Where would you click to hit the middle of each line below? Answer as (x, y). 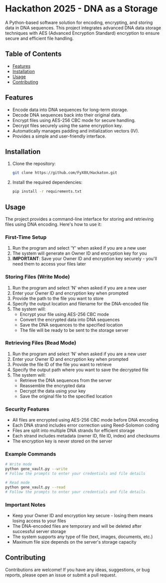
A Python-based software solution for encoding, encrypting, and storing (79, 22)
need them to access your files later (49, 264)
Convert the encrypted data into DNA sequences (70, 319)
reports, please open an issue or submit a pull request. (61, 575)
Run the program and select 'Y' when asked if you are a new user (79, 248)
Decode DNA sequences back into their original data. (67, 115)
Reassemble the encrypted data (52, 385)
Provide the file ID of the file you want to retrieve (62, 364)
